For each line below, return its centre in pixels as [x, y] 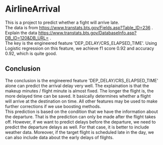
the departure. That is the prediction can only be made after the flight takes [81, 117]
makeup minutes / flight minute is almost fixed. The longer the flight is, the [80, 91]
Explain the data [21, 33]
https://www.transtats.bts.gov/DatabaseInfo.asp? [88, 33]
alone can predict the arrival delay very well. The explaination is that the [77, 86]
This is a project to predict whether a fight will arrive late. [62, 22]
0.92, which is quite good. [31, 53]
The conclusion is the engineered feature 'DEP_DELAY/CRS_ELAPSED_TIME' [82, 80]
